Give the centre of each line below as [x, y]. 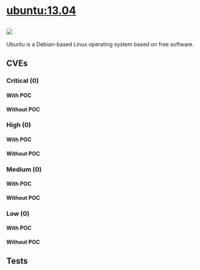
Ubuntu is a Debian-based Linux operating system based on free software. [100, 44]
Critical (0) [23, 81]
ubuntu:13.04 [41, 11]
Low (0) [18, 213]
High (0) [19, 125]
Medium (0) [24, 169]
